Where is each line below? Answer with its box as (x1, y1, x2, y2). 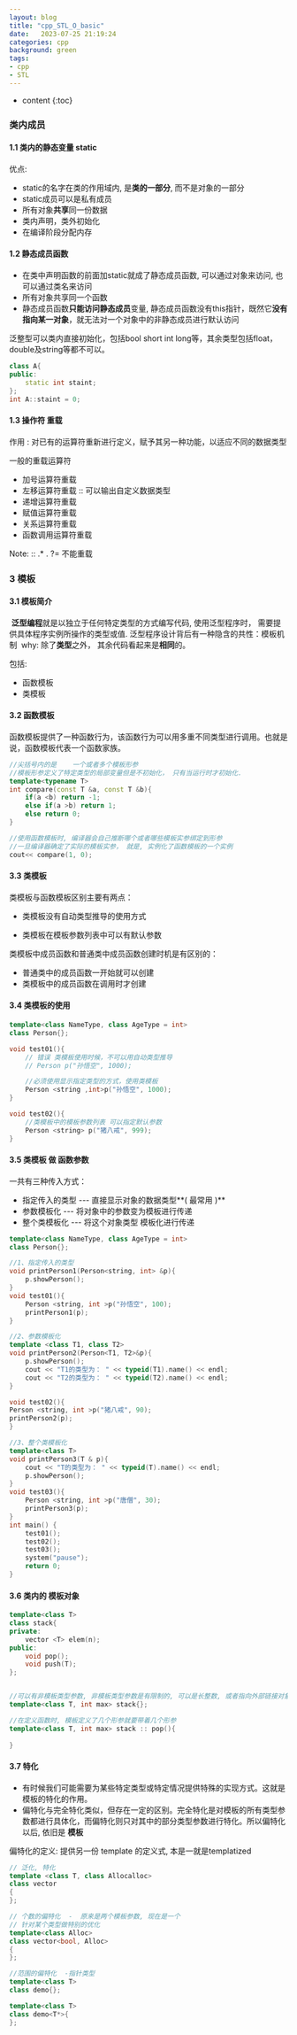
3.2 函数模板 (9, 710, 55, 721)
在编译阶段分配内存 (21, 227, 93, 237)
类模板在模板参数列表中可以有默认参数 (21, 929, 162, 940)
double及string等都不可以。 (9, 344, 110, 355)
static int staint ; (25, 378, 97, 387)
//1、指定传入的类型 (9, 1258, 74, 1267)
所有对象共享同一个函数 (21, 292, 108, 303)
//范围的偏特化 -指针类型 (9, 1969, 95, 1978)
